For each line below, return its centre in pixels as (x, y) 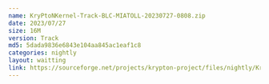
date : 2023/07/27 (37, 23)
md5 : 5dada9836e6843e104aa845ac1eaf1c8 (75, 46)
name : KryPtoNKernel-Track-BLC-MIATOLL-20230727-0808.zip (107, 16)
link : (17, 68)
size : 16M (25, 30)
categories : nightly (43, 53)
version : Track (34, 38)
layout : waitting (37, 61)
